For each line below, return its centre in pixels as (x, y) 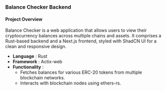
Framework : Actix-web (37, 62)
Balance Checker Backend (38, 7)
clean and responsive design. (36, 47)
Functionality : (28, 67)
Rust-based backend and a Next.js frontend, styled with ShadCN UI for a (81, 41)
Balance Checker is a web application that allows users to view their (76, 30)
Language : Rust (30, 56)
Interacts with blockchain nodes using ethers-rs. (71, 83)
